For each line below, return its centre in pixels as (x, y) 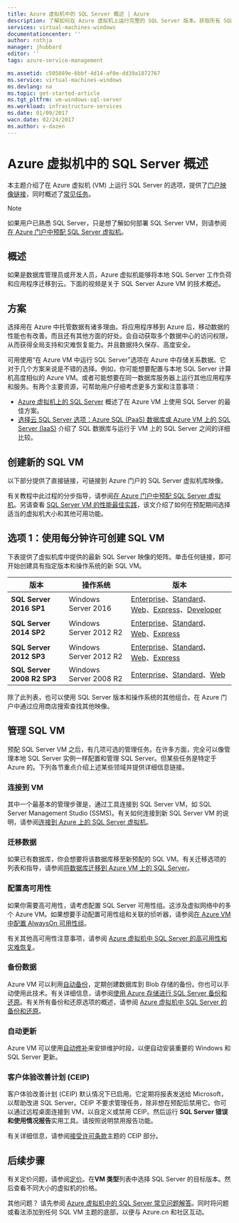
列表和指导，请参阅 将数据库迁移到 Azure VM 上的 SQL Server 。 (101, 868)
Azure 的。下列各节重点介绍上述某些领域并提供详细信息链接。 (98, 767)
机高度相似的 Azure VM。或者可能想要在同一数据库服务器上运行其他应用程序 (119, 378)
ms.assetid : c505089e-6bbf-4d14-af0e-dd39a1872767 (84, 73)
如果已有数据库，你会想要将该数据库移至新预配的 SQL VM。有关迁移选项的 (117, 859)
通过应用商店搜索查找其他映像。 (67, 706)
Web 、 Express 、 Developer (176, 609)
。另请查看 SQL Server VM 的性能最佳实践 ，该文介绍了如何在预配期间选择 (122, 505)
